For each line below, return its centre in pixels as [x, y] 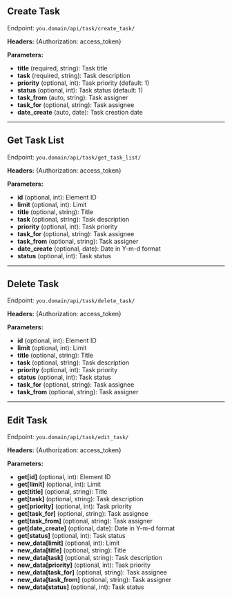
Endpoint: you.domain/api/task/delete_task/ [71, 300]
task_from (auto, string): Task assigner [72, 97]
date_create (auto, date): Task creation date [80, 112]
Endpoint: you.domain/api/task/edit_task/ [68, 437]
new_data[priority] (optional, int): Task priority [84, 565]
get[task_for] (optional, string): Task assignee [83, 514]
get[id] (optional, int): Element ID [64, 477]
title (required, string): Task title [62, 68]
